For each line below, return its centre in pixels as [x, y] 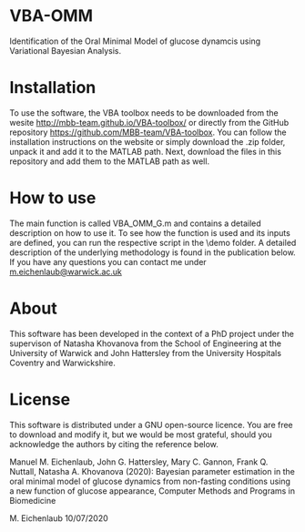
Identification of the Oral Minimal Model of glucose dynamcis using [135, 41]
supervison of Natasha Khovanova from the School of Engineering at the [146, 343]
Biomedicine [33, 500]
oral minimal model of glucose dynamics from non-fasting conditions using [150, 481]
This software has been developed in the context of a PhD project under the [152, 333]
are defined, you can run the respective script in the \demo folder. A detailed [153, 242]
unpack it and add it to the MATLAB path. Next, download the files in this [146, 151]
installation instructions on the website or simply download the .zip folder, [147, 141]
